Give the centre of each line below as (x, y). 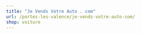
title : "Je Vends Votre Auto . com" (51, 11)
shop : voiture (23, 22)
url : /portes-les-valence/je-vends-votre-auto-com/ (70, 17)
